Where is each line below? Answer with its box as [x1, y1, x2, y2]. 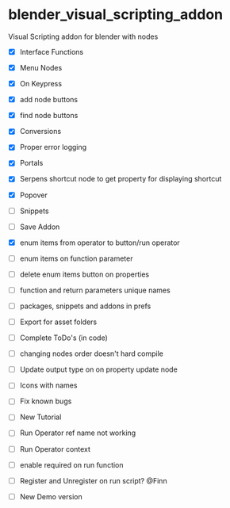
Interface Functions [19, 47, 84, 56]
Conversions [19, 127, 62, 136]
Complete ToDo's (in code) [19, 333, 109, 342]
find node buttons [19, 111, 79, 120]
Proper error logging [19, 143, 87, 152]
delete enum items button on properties [19, 269, 149, 279]
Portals [19, 159, 44, 168]
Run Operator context [19, 444, 91, 453]
